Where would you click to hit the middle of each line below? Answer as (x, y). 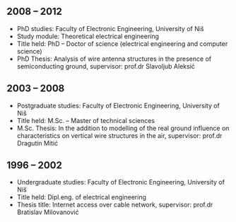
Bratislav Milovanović (48, 212)
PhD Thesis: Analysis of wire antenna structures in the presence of (114, 59)
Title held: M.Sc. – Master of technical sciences (86, 120)
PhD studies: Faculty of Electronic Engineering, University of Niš (110, 28)
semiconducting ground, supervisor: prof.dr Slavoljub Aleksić (106, 66)
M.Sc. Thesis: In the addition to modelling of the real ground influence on (123, 128)
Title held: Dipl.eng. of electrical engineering (81, 197)
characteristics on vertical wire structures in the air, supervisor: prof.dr (119, 135)
